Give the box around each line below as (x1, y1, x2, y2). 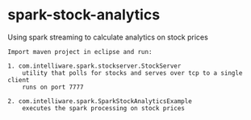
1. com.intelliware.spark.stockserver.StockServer (7, 62, 182, 70)
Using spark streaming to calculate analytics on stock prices (7, 32, 209, 42)
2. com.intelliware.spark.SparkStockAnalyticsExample (7, 97, 193, 106)
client (7, 76, 30, 84)
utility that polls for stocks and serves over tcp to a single (22, 68, 243, 77)
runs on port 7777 (22, 83, 84, 91)
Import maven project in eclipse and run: (7, 48, 153, 56)
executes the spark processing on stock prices (22, 104, 185, 112)
